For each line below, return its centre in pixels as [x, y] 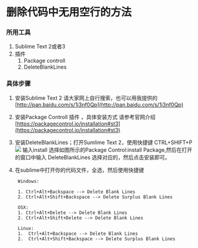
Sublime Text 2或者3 [40, 47]
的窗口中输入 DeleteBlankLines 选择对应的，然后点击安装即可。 [92, 157]
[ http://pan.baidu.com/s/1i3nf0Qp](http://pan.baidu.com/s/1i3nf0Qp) [99, 105]
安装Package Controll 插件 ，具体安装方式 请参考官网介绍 [85, 117]
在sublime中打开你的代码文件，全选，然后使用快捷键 [79, 170]
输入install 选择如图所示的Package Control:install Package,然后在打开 [107, 149]
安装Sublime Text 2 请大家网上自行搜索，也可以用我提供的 [86, 98]
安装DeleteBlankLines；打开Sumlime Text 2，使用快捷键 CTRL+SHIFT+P [103, 142]
